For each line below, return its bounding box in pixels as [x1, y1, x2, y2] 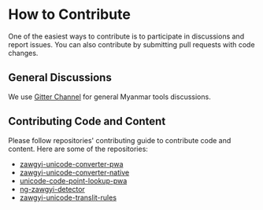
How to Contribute [8, 6, 131, 24]
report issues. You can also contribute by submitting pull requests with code [8, 39, 255, 49]
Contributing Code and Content [8, 115, 166, 128]
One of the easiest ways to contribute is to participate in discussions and [8, 31, 245, 41]
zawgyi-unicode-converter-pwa [19, 159, 124, 168]
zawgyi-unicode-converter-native [19, 168, 130, 177]
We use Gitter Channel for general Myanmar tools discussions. [8, 92, 211, 101]
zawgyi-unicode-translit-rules [19, 193, 117, 202]
